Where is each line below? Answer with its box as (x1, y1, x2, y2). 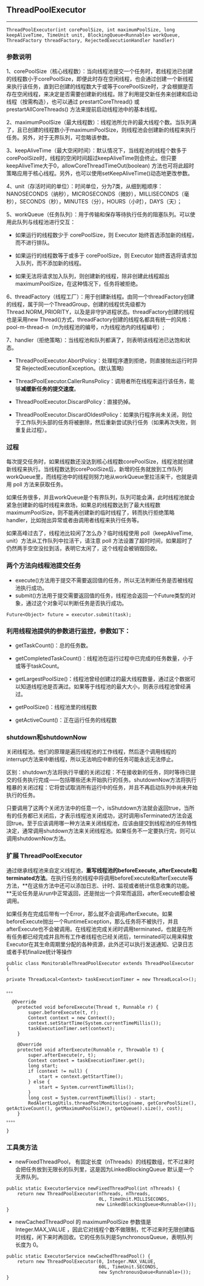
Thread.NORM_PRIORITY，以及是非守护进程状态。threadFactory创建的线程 (6, 308, 195, 316)
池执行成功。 (15, 584, 47, 592)
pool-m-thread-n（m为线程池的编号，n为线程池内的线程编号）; (6, 323, 165, 331)
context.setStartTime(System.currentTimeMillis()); (28, 1020, 162, 1026)
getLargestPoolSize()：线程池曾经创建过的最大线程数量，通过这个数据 (15, 676, 190, 682)
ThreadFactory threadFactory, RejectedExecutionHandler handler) (6, 37, 175, 43)
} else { (28, 1078, 50, 1085)
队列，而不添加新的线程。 (20, 260, 85, 267)
